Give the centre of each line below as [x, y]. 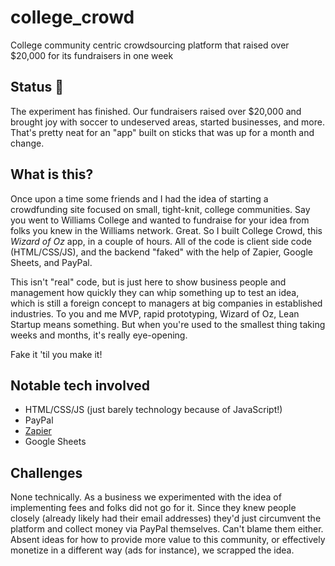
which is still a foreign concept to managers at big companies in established [166, 303]
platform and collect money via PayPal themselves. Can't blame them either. [167, 529]
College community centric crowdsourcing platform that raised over [150, 45]
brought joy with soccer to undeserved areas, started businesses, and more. [167, 122]
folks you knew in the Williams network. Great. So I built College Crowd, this [166, 230]
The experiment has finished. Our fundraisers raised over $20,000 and [156, 111]
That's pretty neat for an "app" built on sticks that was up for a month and [162, 132]
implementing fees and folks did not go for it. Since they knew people [153, 508]
